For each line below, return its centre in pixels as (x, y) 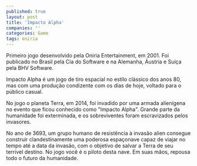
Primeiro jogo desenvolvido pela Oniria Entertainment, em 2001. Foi (88, 55)
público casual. (24, 92)
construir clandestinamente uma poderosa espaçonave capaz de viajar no (96, 139)
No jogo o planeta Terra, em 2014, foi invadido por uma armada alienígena (96, 103)
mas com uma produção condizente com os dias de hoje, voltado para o (94, 85)
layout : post (22, 17)
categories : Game (27, 33)
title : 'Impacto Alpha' (35, 22)
